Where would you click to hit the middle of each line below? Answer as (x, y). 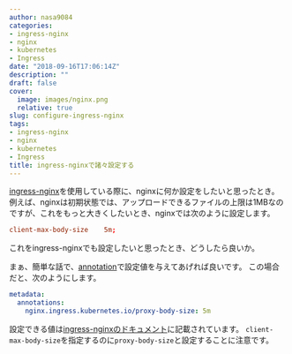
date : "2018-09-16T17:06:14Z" (65, 67)
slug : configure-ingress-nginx (67, 116)
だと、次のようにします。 (55, 278)
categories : (31, 26)
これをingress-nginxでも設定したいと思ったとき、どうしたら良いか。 (135, 248)
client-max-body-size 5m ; (63, 230)
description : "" (39, 75)
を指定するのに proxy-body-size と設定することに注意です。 (167, 340)
